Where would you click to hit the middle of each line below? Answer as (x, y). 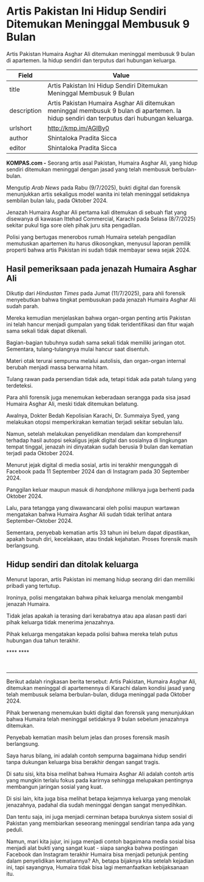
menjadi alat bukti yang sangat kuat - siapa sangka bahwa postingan (92, 848)
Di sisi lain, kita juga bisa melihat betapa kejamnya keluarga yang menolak (99, 798)
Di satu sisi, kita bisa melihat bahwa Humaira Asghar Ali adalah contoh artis (100, 774)
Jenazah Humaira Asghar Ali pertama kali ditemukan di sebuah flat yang (97, 212)
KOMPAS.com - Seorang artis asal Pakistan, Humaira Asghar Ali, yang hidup (102, 163)
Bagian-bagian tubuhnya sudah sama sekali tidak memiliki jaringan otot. (96, 342)
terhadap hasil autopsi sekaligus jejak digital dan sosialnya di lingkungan (97, 440)
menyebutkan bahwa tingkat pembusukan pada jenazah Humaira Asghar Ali (101, 300)
